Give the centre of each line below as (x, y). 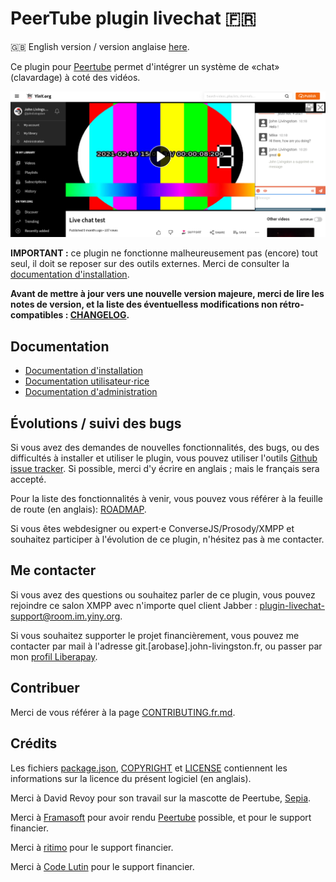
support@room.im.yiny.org (65, 616)
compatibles (37, 315)
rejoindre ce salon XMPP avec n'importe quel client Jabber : (134, 605)
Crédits (34, 743)
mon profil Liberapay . (54, 656)
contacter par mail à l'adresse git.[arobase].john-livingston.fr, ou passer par (166, 646)
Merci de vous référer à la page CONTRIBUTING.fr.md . (123, 712)
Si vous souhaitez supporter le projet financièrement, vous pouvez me (155, 635)
